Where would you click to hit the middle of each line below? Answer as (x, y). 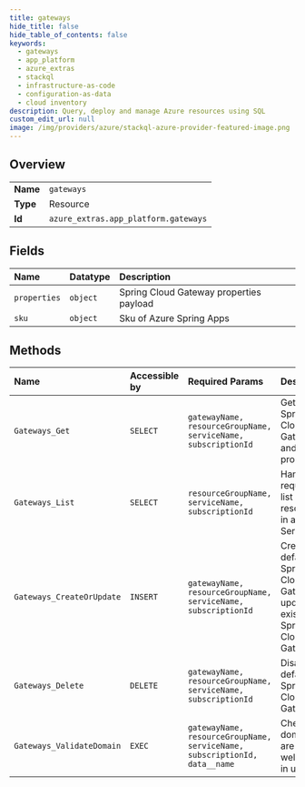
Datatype (90, 277)
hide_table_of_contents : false (69, 35)
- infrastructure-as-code (67, 86)
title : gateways (40, 18)
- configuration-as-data (64, 94)
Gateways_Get (42, 431)
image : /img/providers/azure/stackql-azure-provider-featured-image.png (150, 128)
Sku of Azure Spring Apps (174, 318)
